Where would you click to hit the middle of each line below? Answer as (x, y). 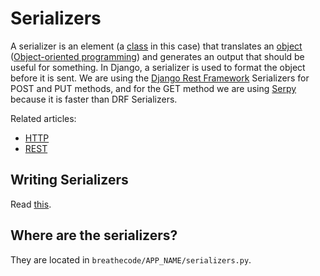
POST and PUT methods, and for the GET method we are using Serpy (153, 88)
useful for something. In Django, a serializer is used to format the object (158, 67)
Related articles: (43, 118)
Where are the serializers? (94, 235)
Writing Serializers (69, 180)
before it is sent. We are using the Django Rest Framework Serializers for (160, 78)
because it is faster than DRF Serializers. (94, 99)
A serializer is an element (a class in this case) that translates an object (156, 46)
